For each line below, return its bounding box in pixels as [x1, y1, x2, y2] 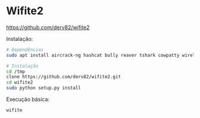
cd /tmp [6, 68, 26, 75]
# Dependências [6, 46, 44, 53]
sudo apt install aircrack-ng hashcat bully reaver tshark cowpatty [6, 52, 180, 58]
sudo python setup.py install [6, 85, 82, 91]
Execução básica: [6, 96, 49, 103]
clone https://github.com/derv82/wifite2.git [6, 74, 121, 80]
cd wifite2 [6, 79, 33, 85]
